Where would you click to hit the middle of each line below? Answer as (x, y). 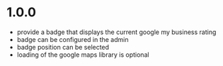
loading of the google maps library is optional (83, 55)
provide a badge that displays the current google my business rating (116, 32)
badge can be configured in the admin (73, 39)
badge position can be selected (63, 47)
